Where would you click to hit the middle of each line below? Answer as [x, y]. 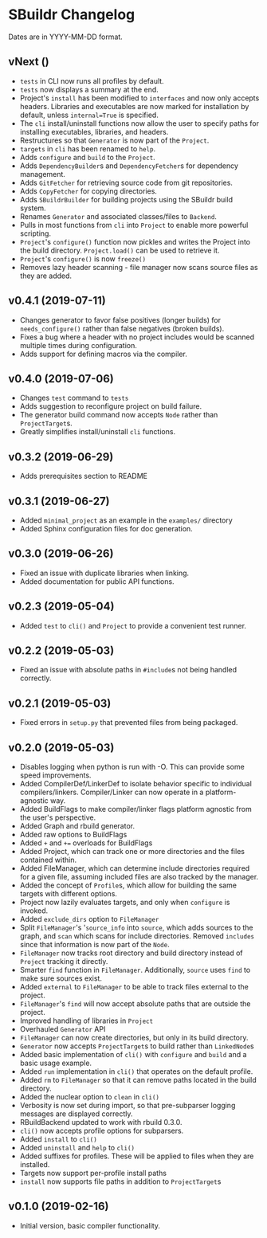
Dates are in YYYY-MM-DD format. [66, 37]
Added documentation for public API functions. [97, 581]
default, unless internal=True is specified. [89, 115]
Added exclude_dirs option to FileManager [89, 919]
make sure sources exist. [61, 978]
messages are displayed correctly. [76, 1114]
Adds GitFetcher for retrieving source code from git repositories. [126, 182]
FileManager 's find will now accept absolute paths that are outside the [135, 1004]
